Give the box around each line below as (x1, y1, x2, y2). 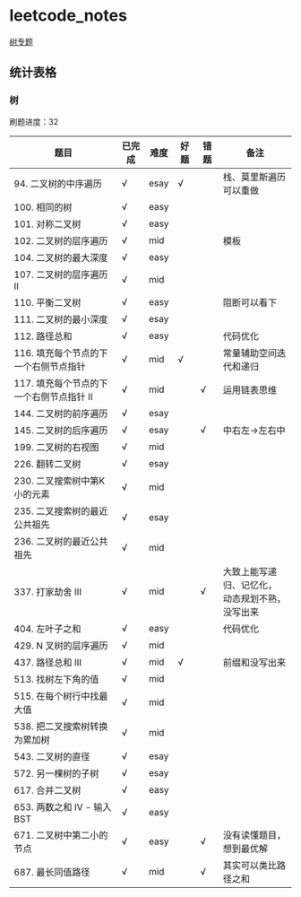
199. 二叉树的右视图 (13, 440, 99, 453)
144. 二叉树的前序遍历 (13, 407, 108, 420)
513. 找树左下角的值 (13, 673, 99, 685)
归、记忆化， (222, 579, 278, 591)
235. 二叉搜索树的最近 (13, 504, 108, 517)
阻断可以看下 (222, 296, 278, 309)
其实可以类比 (222, 858, 278, 871)
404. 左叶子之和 (13, 623, 82, 635)
